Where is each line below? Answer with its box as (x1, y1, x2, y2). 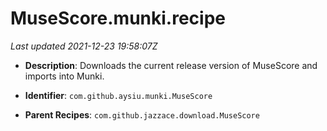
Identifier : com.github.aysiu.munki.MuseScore (24, 89, 213, 101)
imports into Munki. (24, 70, 105, 82)
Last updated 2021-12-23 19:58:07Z (10, 40, 158, 52)
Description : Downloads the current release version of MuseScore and (24, 59, 318, 71)
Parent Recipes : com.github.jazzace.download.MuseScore (24, 108, 260, 121)
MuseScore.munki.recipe (10, 7, 226, 30)
